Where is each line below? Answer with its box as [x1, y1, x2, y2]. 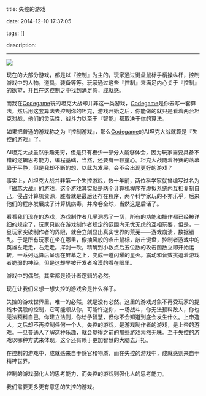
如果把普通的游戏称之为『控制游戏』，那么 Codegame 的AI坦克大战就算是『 [6, 128, 193, 135]
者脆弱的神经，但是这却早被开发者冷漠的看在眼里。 [6, 259, 135, 266]
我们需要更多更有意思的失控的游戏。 [6, 383, 98, 390]
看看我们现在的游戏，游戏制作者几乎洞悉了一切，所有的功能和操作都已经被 [6, 213, 194, 220]
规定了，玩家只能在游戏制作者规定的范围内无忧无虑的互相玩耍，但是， [17, 221, 194, 228]
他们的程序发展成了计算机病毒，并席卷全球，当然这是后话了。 [6, 200, 162, 207]
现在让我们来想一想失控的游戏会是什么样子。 [6, 285, 120, 292]
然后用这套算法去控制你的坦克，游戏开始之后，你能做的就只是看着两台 [17, 107, 194, 115]
